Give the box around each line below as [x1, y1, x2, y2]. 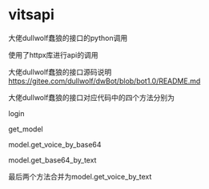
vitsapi [8, 6, 54, 24]
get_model [8, 124, 43, 134]
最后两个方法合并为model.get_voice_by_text [8, 171, 152, 181]
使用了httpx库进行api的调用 [8, 50, 98, 59]
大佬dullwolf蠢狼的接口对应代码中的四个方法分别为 [8, 92, 175, 102]
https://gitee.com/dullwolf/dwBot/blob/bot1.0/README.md [8, 76, 201, 86]
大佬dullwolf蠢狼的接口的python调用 [8, 33, 128, 42]
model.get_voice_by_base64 [8, 139, 102, 149]
